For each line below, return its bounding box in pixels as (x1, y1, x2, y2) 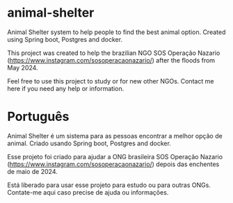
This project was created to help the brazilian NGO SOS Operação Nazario (7, 49, 220, 57)
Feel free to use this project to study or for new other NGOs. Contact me (7, 76, 214, 85)
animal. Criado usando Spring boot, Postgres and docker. (7, 139, 172, 147)
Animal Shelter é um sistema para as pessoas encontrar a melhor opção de (7, 131, 223, 140)
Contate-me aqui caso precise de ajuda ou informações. (7, 188, 169, 196)
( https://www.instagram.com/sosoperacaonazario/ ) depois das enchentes (7, 160, 220, 168)
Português (7, 109, 70, 124)
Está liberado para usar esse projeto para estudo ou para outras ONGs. (7, 181, 211, 189)
